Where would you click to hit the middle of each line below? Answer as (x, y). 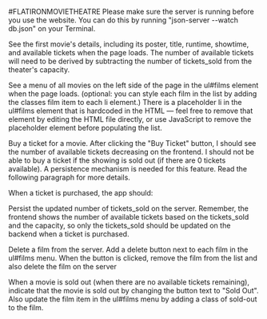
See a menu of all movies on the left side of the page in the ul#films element (133, 85)
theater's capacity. (39, 70)
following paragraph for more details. (69, 177)
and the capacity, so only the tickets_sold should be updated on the (120, 225)
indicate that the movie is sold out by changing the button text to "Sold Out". (133, 291)
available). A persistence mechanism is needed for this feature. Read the (128, 169)
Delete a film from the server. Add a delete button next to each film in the (128, 249)
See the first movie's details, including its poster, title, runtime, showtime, (129, 44)
